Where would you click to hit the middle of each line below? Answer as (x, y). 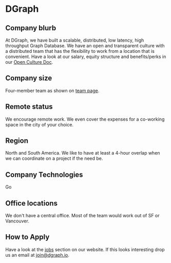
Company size (29, 78)
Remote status (29, 107)
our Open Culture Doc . (29, 62)
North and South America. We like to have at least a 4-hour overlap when (83, 153)
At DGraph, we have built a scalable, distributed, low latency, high (75, 40)
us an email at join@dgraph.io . (37, 255)
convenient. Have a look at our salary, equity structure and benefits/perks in (86, 57)
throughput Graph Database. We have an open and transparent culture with (85, 46)
